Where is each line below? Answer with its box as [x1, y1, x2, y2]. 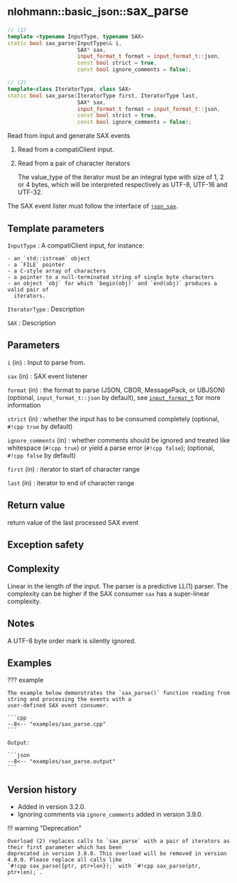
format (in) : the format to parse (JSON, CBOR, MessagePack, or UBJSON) [7, 386, 226, 394]
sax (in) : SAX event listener [7, 371, 88, 380]
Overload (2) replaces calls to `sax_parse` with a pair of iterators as [7, 837, 231, 845]
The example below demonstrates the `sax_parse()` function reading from [7, 689, 231, 697]
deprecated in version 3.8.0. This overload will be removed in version [7, 850, 227, 857]
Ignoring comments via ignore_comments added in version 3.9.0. [17, 810, 204, 819]
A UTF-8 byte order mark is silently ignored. [7, 636, 136, 645]
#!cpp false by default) [7, 451, 76, 460]
